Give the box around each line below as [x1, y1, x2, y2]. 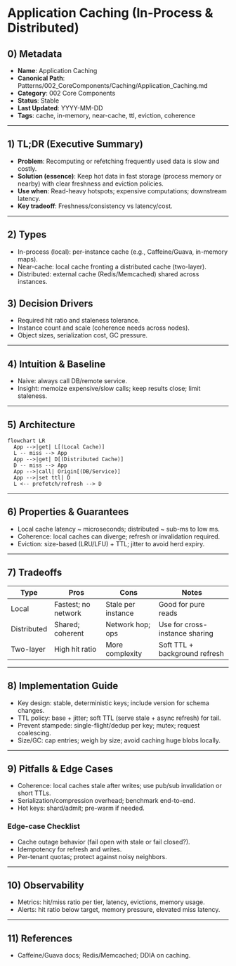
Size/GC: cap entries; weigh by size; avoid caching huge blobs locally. [17, 736, 221, 745]
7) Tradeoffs [7, 567, 63, 579]
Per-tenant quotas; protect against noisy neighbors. [17, 852, 167, 861]
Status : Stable [17, 96, 60, 105]
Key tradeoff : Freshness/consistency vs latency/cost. [17, 202, 173, 210]
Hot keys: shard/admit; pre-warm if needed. [17, 804, 145, 813]
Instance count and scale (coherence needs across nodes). [17, 323, 190, 332]
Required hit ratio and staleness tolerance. [17, 316, 140, 325]
